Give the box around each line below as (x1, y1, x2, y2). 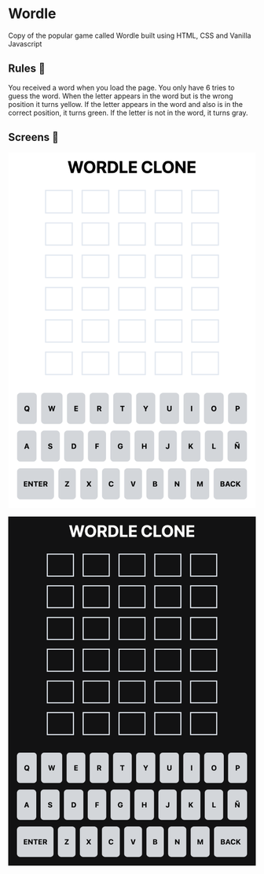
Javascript (8, 39, 42, 48)
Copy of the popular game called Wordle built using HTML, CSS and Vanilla (8, 31, 251, 40)
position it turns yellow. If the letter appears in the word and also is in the (8, 99, 244, 109)
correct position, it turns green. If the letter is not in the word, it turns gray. (8, 108, 249, 117)
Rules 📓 (8, 62, 46, 76)
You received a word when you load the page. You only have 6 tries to (8, 83, 235, 92)
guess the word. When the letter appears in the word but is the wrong (8, 91, 233, 101)
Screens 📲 (8, 131, 59, 144)
